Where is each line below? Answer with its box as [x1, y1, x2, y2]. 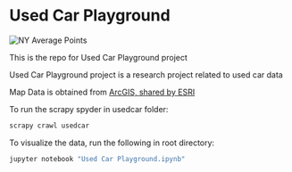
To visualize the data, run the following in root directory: [9, 137, 215, 148]
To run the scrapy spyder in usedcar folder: [9, 103, 169, 114]
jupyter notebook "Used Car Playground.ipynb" [9, 154, 186, 163]
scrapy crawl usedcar [9, 121, 90, 130]
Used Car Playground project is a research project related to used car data [9, 69, 283, 80]
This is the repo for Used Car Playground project [9, 52, 188, 62]
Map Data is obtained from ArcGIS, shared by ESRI [9, 86, 196, 97]
